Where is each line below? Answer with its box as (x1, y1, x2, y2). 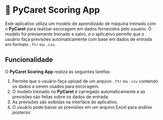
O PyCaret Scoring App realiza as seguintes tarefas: (5, 69, 111, 74)
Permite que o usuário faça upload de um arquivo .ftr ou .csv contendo (12, 78, 159, 84)
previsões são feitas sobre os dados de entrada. (12, 94, 109, 99)
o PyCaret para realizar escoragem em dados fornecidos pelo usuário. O (5, 25, 152, 31)
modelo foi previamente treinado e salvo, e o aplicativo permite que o (5, 31, 144, 37)
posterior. (12, 109, 32, 115)
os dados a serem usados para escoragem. (12, 83, 100, 89)
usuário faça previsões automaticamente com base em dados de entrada (5, 36, 152, 42)
